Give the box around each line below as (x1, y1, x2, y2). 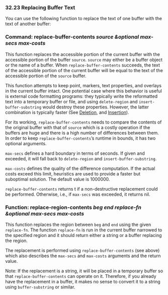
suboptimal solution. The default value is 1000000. (5, 176, 110, 182)
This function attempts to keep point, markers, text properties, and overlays (5, 82, 162, 88)
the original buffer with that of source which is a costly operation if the (5, 124, 150, 130)
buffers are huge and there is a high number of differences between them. (5, 130, 159, 136)
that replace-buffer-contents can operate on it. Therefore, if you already (5, 273, 157, 279)
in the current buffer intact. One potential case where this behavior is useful (5, 88, 162, 94)
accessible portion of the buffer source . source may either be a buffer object (5, 56, 162, 63)
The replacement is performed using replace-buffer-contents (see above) (5, 247, 160, 253)
